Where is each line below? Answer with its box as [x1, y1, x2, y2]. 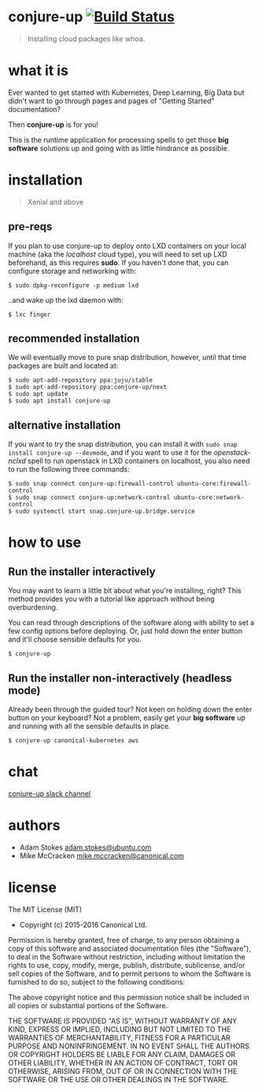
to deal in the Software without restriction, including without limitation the [8, 951, 245, 962]
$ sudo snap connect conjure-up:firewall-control [8, 480, 175, 488]
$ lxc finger [8, 310, 51, 319]
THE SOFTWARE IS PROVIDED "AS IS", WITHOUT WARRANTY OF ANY [8, 1016, 238, 1026]
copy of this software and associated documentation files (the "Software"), [8, 943, 252, 953]
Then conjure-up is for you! [8, 119, 98, 129]
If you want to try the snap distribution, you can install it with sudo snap [8, 439, 238, 449]
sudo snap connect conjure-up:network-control [15, 494, 171, 502]
